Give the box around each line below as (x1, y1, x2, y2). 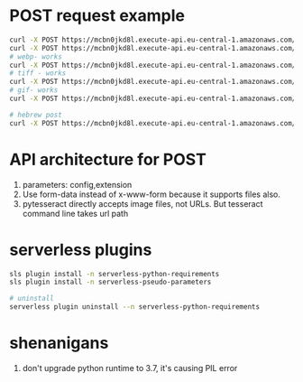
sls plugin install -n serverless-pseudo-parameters (9, 277, 212, 287)
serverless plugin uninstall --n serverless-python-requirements (9, 303, 260, 312)
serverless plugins (9, 239, 152, 260)
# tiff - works (9, 69, 67, 78)
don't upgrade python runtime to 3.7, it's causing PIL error (22, 363, 238, 373)
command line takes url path (22, 208, 129, 219)
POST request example (9, 5, 185, 26)
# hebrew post (9, 110, 63, 119)
